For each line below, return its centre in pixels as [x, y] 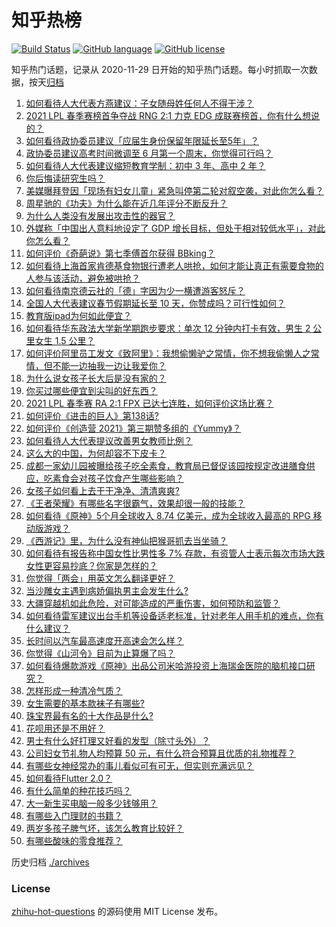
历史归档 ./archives [50, 862]
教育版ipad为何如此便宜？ [79, 315]
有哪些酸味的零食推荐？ [74, 840]
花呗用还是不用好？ [65, 728]
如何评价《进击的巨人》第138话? [92, 415]
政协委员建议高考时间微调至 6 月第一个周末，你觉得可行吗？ [149, 153]
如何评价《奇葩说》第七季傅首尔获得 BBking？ [120, 253]
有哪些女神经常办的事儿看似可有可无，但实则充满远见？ [139, 765]
